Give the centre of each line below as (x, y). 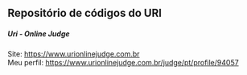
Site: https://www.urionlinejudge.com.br (74, 54)
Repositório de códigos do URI (85, 13)
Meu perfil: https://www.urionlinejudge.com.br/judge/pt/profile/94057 (123, 63)
